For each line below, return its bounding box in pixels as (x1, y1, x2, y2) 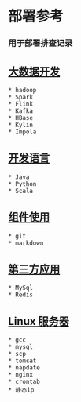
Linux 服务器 (8, 315, 69, 328)
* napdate (8, 364, 41, 372)
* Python (8, 180, 37, 187)
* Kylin (8, 121, 34, 129)
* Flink (8, 100, 34, 108)
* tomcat (8, 357, 37, 365)
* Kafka (8, 106, 34, 115)
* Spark (8, 93, 34, 101)
